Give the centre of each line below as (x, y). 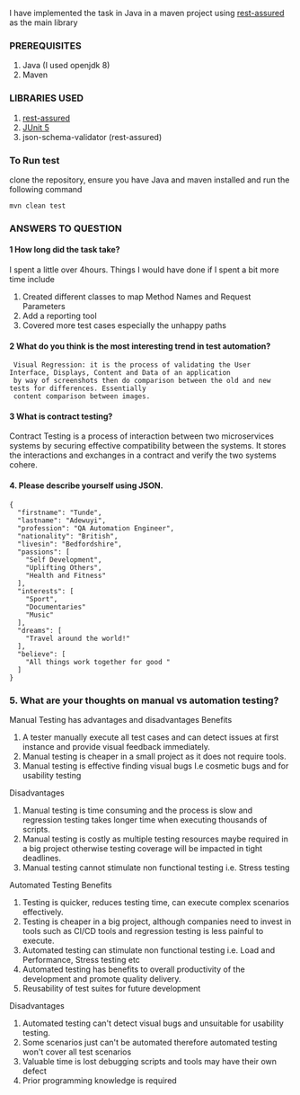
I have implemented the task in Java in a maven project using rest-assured (147, 13)
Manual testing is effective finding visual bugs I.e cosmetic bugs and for (155, 766)
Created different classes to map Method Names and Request (137, 297)
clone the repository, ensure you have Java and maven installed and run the (150, 180)
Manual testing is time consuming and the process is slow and (137, 810)
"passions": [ (44, 552)
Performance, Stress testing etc (81, 959)
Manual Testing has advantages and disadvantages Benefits (121, 719)
